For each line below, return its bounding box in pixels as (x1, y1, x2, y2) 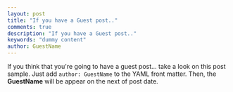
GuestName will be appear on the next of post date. (7, 77, 158, 85)
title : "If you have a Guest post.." (7, 17, 118, 24)
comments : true (7, 23, 52, 30)
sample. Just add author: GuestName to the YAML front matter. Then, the (7, 70, 217, 78)
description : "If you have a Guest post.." (7, 29, 137, 37)
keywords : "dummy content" (7, 37, 87, 44)
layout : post (7, 10, 46, 18)
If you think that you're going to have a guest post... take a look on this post (7, 63, 227, 70)
